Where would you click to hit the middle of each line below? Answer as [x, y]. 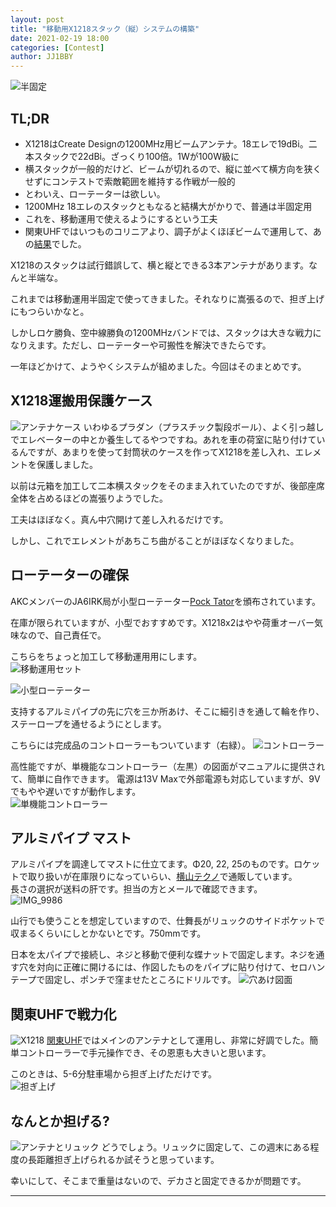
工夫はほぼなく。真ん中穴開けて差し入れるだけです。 [119, 519]
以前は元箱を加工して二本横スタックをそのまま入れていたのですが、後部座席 [167, 485]
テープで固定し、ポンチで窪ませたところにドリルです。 [123, 980]
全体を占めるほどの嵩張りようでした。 [89, 498]
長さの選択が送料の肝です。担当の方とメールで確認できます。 [136, 889]
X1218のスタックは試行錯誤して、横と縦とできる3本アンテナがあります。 [160, 265]
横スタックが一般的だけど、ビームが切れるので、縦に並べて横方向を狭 [168, 168]
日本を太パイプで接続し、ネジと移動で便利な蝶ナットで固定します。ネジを [163, 955]
